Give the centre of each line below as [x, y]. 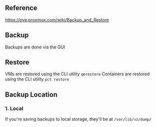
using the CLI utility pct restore [37, 79]
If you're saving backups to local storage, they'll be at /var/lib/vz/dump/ [78, 119]
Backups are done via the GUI [35, 47]
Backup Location [31, 95]
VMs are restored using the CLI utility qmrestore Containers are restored [78, 74]
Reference [21, 8]
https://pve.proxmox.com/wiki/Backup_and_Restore [57, 20]
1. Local [14, 108]
